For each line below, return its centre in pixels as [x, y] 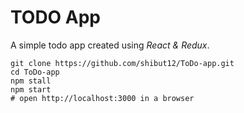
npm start [31, 89]
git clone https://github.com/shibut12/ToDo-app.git [122, 63]
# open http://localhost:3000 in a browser [102, 98]
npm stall [31, 81]
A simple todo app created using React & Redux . [110, 45]
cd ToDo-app [35, 72]
